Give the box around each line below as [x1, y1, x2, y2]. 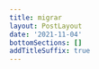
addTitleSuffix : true [9, 47, 91, 56]
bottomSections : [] [9, 38, 83, 47]
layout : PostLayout [9, 22, 83, 30]
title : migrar [9, 13, 63, 22]
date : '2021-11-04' [9, 30, 83, 39]
